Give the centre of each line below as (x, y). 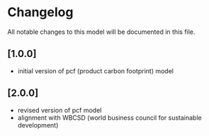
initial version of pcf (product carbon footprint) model (95, 70)
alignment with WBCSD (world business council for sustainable (109, 118)
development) (38, 125)
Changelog (40, 12)
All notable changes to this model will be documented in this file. (101, 32)
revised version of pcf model (60, 110)
